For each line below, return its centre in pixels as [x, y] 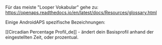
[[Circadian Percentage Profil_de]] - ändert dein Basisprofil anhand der [79, 32]
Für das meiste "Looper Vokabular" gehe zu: [52, 7]
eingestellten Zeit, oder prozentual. [42, 37]
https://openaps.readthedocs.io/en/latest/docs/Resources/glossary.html [81, 12]
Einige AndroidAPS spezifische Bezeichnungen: [55, 22]
